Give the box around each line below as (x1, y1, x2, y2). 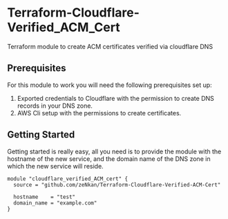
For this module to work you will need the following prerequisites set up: (7, 81, 212, 89)
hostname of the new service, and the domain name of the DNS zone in (7, 154, 211, 163)
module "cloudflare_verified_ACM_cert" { (7, 175, 129, 182)
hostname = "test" (13, 193, 76, 200)
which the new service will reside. (7, 162, 104, 170)
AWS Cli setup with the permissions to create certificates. (17, 108, 182, 117)
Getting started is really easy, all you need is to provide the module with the (7, 147, 222, 155)
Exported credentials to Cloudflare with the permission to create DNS (17, 94, 214, 102)
